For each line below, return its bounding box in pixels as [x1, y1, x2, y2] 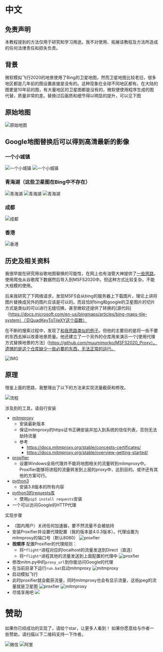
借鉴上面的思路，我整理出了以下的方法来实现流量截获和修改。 [5, 385, 129, 390]
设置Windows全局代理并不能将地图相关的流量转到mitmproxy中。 [19, 460, 149, 466]
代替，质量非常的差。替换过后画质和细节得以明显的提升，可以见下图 [5, 93, 141, 99]
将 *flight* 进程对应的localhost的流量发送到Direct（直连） [19, 547, 135, 552]
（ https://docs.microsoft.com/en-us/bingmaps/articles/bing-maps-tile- [5, 311, 147, 317]
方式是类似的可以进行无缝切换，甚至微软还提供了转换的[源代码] [5, 305, 132, 311]
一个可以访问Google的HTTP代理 [12, 502, 77, 508]
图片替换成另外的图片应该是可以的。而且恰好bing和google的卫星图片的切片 [5, 299, 155, 305]
